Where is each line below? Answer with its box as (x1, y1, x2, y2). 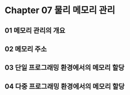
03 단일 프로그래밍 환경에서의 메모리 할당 (5, 63, 125, 72)
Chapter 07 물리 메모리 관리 (5, 5, 115, 16)
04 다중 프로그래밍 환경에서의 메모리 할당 (5, 82, 125, 90)
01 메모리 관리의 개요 (5, 26, 66, 35)
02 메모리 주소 (5, 45, 47, 53)
